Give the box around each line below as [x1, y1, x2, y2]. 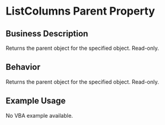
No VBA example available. [5, 112, 73, 119]
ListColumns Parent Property [5, 4, 155, 18]
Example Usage [5, 96, 66, 106]
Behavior [5, 62, 41, 72]
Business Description [5, 29, 89, 39]
